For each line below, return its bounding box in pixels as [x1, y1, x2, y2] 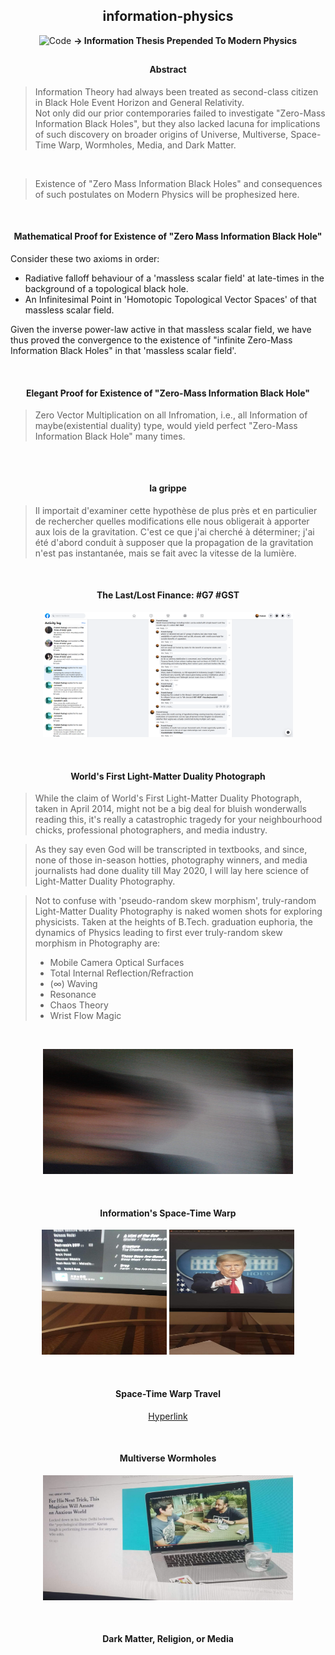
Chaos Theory [49, 999, 109, 1011]
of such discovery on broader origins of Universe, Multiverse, [34, 128, 289, 140]
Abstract [149, 64, 187, 76]
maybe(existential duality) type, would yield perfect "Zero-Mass [34, 420, 298, 432]
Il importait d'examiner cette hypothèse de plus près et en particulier [34, 504, 318, 516]
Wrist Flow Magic [49, 1010, 122, 1022]
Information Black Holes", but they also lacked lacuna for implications [34, 117, 321, 129]
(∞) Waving [49, 978, 98, 990]
